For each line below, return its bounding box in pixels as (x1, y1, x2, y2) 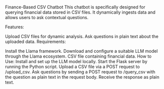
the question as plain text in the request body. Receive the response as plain (5, 74, 160, 80)
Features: (5, 24, 25, 30)
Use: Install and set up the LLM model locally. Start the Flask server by (5, 59, 148, 64)
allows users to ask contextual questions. (5, 15, 89, 20)
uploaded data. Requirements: (5, 39, 66, 44)
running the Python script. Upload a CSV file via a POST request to (5, 64, 140, 69)
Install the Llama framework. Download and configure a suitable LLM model (5, 48, 158, 54)
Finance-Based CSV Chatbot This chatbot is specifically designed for (5, 4, 146, 10)
